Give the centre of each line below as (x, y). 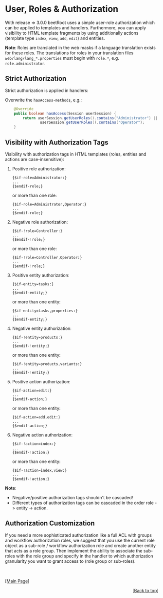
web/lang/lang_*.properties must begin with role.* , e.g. (62, 58)
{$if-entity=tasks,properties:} (45, 311)
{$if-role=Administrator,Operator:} (49, 204)
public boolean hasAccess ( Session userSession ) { (65, 114)
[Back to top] (145, 590)
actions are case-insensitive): (35, 159)
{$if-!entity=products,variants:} (47, 364)
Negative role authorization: (40, 222)
